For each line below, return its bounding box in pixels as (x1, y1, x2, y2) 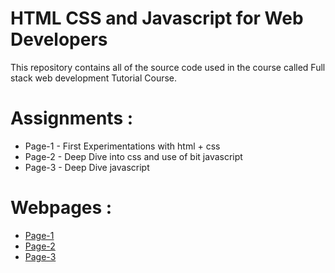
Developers (10, 28, 108, 51)
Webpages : (10, 197, 113, 219)
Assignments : (10, 107, 134, 130)
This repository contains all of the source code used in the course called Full (10, 61, 326, 73)
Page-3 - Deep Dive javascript (24, 161, 150, 173)
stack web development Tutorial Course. (10, 72, 178, 84)
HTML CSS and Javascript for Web (10, 7, 304, 30)
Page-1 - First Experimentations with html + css (24, 140, 221, 152)
